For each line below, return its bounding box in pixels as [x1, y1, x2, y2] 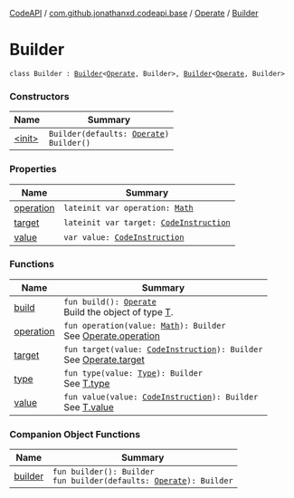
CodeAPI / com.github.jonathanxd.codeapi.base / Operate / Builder [9, 8, 259, 18]
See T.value [62, 400, 115, 413]
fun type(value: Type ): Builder [62, 368, 204, 378]
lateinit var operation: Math [62, 203, 194, 213]
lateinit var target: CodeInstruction [62, 217, 231, 227]
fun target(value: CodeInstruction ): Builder [62, 344, 263, 354]
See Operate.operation [62, 330, 161, 342]
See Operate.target [62, 353, 145, 366]
